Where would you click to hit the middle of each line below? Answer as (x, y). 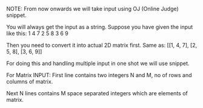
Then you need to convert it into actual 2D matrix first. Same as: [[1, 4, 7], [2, (102, 45)
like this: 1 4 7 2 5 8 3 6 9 (37, 33)
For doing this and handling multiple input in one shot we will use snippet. (98, 63)
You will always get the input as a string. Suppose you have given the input (100, 27)
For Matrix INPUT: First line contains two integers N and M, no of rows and (99, 75)
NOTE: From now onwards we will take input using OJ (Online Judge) (92, 9)
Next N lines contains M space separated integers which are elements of (97, 93)
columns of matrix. (30, 82)
